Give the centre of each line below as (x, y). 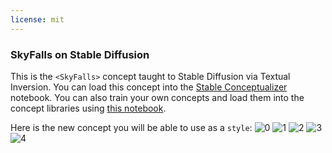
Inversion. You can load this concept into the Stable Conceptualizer (149, 87)
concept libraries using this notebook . (88, 108)
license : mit (37, 19)
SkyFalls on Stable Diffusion (80, 54)
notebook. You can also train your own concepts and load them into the (157, 97)
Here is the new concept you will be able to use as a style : (131, 127)
